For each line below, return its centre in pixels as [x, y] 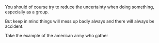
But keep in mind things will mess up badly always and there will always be [80, 21]
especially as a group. [27, 12]
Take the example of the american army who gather [56, 36]
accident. [14, 26]
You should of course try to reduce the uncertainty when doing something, [79, 7]
